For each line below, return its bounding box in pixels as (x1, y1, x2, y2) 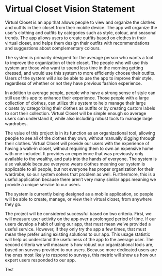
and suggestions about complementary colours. (5, 45, 101, 51)
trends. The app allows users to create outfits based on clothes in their (5, 35, 146, 41)
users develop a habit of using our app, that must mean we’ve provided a (5, 221, 151, 227)
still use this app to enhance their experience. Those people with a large (5, 95, 149, 100)
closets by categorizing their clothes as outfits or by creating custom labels (5, 105, 155, 111)
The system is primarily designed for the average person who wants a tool (5, 54, 154, 60)
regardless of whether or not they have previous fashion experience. (5, 80, 142, 86)
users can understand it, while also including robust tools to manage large (5, 115, 153, 121)
